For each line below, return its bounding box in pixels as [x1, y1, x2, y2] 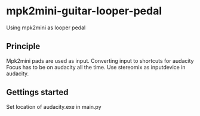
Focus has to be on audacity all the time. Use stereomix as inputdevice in [6, 63, 186, 71]
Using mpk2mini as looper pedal [6, 24, 86, 31]
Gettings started [6, 87, 69, 97]
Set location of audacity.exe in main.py [6, 103, 101, 110]
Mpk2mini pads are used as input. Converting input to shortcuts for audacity [6, 57, 194, 64]
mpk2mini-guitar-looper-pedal [6, 4, 162, 18]
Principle [6, 41, 41, 51]
